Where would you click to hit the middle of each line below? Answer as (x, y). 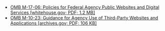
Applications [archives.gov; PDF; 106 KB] (54, 23)
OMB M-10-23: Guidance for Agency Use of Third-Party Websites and (84, 18)
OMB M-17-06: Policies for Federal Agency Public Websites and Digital (85, 7)
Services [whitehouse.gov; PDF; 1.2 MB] (53, 12)
